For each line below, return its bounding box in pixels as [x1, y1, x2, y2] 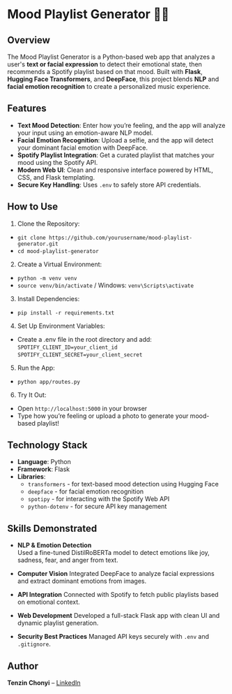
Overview [7, 34, 51, 46]
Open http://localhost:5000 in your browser [17, 404, 148, 412]
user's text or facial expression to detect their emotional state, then [7, 60, 202, 68]
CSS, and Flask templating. [17, 173, 95, 181]
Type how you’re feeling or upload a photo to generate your [17, 412, 189, 420]
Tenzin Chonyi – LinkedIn [7, 679, 82, 687]
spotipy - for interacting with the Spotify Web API [27, 495, 170, 503]
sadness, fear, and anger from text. [17, 556, 118, 565]
